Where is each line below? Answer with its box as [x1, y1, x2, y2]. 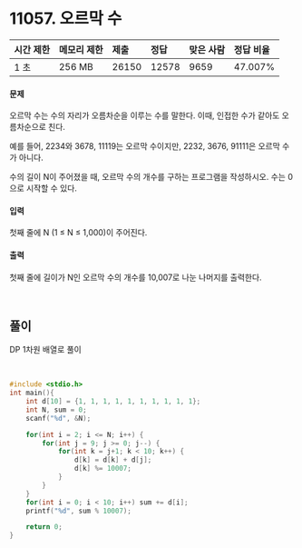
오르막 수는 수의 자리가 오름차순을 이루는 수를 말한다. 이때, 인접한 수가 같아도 [9, 110, 280, 121]
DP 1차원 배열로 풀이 [9, 344, 82, 355]
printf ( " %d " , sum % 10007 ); [25, 506, 132, 515]
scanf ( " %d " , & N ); [25, 413, 92, 423]
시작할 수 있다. [25, 183, 77, 194]
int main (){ [9, 388, 54, 398]
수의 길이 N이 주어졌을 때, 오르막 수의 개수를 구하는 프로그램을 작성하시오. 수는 [9, 172, 286, 183]
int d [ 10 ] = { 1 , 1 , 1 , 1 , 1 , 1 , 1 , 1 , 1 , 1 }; [25, 397, 201, 406]
